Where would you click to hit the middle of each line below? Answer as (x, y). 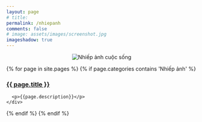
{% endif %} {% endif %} (38, 114)
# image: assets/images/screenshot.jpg (57, 34)
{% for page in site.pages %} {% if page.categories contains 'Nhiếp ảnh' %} (101, 69)
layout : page (23, 12)
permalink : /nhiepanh (34, 23)
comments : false (27, 29)
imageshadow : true (29, 40)
